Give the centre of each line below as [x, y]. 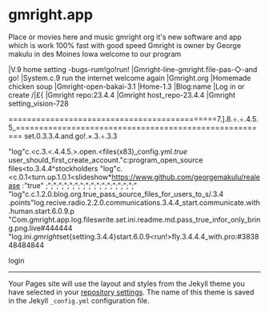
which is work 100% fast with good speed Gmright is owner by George [125, 45]
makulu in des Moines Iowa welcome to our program [95, 54]
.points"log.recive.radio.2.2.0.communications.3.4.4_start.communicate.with [134, 203]
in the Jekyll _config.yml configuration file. [79, 300]
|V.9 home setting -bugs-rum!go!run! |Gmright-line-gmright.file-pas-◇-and [133, 69]
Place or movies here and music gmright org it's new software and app [125, 37]
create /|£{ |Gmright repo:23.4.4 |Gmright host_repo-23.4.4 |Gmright [122, 94]
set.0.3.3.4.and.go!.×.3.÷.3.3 [70, 136]
